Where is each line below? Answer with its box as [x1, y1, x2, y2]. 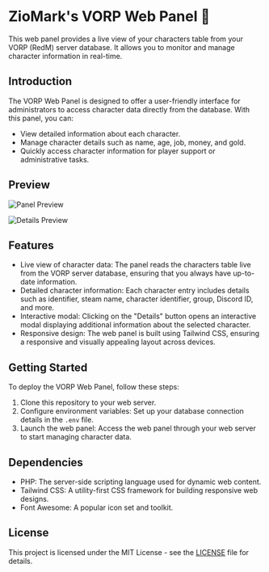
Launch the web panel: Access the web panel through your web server [19, 423, 257, 433]
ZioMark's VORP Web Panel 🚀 [8, 7, 211, 26]
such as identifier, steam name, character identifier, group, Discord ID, [19, 294, 254, 304]
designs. [19, 494, 49, 503]
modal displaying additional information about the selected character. [19, 320, 251, 330]
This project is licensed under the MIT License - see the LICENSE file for [8, 547, 249, 557]
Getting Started [8, 360, 88, 374]
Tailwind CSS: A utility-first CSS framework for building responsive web [19, 486, 258, 495]
